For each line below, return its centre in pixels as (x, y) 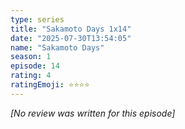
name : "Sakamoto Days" (57, 47)
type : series (37, 19)
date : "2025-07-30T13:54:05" (71, 38)
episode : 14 (35, 66)
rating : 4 (31, 76)
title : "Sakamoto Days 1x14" (71, 29)
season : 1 (31, 57)
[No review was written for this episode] (93, 113)
